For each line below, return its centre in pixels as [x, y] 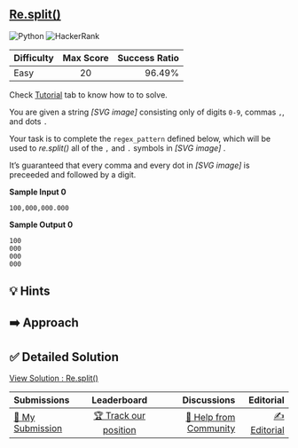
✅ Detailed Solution [64, 357]
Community [211, 428]
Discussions [209, 400]
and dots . [28, 121]
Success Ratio [149, 58]
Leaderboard [120, 400]
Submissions [42, 400]
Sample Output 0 [41, 224]
